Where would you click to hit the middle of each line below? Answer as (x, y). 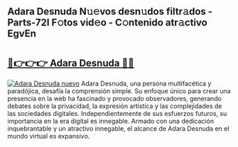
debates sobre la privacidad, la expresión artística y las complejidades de (115, 106)
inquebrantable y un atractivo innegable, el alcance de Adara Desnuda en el (118, 129)
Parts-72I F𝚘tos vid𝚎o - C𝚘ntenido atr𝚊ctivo (107, 23)
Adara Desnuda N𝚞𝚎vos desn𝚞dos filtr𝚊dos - (110, 12)
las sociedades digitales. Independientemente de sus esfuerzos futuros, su (117, 113)
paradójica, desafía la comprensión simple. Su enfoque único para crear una (119, 91)
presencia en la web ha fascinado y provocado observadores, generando (115, 99)
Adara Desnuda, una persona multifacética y (146, 83)
